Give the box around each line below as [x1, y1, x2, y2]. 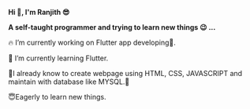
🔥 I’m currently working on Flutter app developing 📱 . [8, 38, 176, 47]
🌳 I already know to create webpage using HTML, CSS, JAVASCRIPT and [8, 69, 243, 78]
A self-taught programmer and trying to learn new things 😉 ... [8, 23, 216, 31]
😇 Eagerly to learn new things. [8, 93, 106, 101]
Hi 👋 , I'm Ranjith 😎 [8, 8, 70, 16]
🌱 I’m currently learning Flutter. [8, 53, 109, 63]
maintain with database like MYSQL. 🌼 [8, 77, 130, 86]
